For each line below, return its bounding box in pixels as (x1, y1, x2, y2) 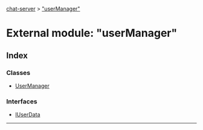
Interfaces (6, 97, 37, 105)
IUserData (14, 111, 40, 119)
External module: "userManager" (6, 27, 178, 40)
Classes (6, 68, 31, 77)
